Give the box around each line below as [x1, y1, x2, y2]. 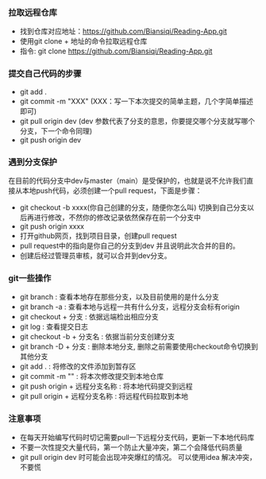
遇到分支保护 [8, 156, 58, 168]
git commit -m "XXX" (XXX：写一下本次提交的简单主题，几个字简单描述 [19, 96, 254, 106]
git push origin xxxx [19, 221, 85, 231]
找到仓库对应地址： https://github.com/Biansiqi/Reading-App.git [19, 26, 228, 37]
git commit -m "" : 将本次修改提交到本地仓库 [19, 372, 164, 381]
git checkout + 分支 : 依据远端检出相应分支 [19, 312, 159, 322]
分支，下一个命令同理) [19, 126, 93, 136]
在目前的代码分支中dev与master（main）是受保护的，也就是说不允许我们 [8, 176, 247, 185]
